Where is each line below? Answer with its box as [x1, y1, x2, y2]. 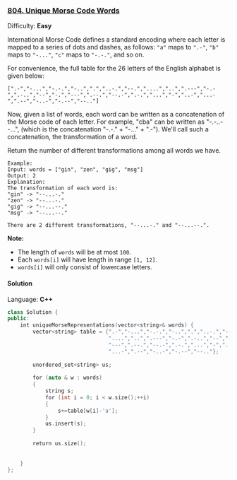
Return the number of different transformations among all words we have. [7, 146, 221, 155]
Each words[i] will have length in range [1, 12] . [17, 255, 157, 264]
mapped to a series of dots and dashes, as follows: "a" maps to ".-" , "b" [7, 43, 219, 52]
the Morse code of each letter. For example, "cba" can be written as [7, 117, 205, 126]
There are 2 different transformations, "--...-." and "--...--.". [7, 222, 210, 229]
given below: [7, 71, 44, 80]
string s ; [44, 387, 74, 394]
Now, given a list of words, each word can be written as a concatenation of [7, 110, 225, 119]
